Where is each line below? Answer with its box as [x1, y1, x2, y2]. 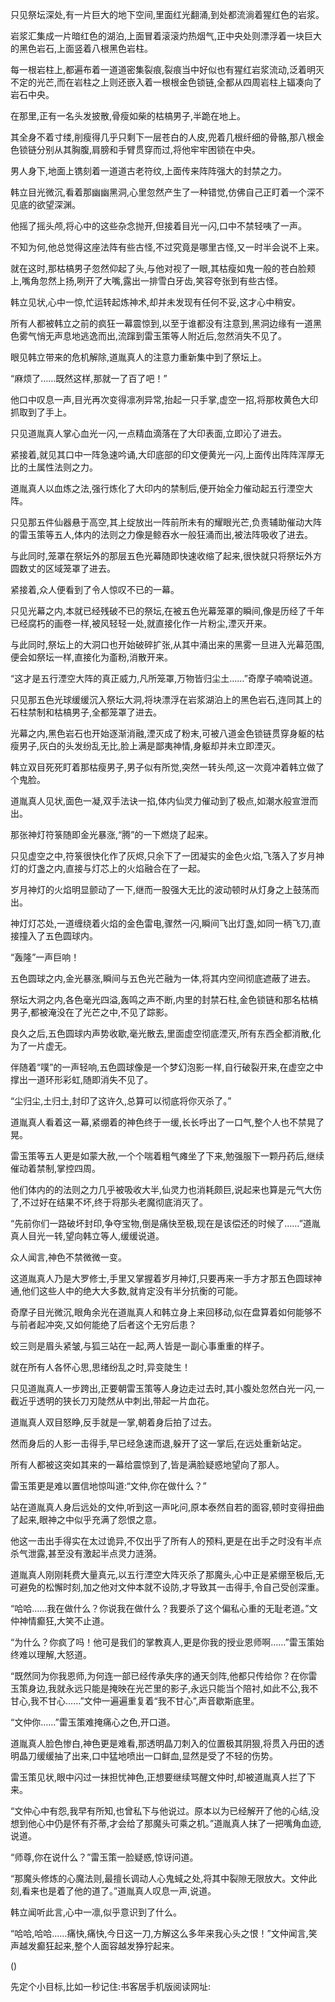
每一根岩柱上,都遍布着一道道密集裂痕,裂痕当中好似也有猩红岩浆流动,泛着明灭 [10, 64, 325, 75]
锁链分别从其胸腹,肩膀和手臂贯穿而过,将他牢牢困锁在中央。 [18, 144, 262, 155]
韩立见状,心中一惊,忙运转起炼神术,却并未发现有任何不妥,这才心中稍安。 [10, 296, 302, 308]
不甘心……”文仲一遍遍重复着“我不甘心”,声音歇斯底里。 [39, 1695, 260, 1707]
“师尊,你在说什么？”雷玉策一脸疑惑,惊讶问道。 [10, 1851, 199, 1863]
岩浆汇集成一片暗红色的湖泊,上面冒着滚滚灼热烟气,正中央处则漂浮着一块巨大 [10, 30, 323, 42]
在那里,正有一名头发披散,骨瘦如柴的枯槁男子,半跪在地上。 [10, 110, 247, 122]
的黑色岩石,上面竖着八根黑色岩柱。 [10, 43, 154, 54]
